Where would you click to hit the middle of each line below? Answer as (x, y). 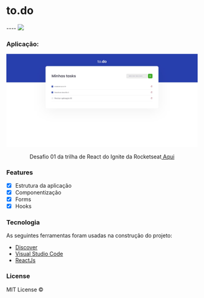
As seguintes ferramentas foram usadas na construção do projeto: (89, 236)
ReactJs (25, 260)
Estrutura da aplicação (43, 185)
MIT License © (25, 289)
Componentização (38, 192)
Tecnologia (23, 222)
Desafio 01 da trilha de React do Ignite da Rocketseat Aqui (102, 157)
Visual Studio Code (39, 254)
